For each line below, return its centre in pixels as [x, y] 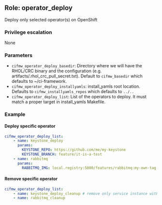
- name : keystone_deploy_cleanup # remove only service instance [81, 193]
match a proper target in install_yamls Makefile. [59, 102]
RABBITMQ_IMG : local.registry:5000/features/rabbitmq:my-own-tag [89, 168]
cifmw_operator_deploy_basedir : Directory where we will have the [77, 66]
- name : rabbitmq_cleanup [39, 198]
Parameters [18, 55]
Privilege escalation [28, 32]
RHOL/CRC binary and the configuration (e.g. [57, 71]
